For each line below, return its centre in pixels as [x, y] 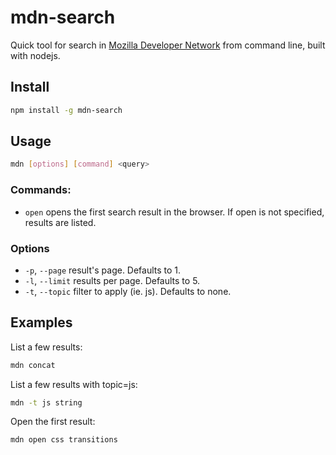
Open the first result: [53, 422]
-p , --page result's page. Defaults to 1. [103, 270]
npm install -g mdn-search [66, 110]
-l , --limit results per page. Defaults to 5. [112, 280]
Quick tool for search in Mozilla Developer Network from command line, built [168, 45]
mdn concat [33, 365]
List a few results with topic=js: [74, 384]
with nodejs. [35, 55]
